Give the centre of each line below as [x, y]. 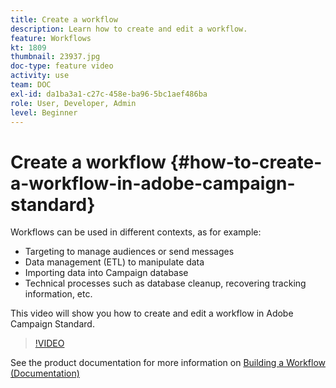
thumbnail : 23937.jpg [55, 57]
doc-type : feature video [62, 66]
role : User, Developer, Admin [73, 103]
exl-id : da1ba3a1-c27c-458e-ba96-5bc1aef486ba [109, 94]
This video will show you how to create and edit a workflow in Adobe [152, 313]
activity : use [40, 76]
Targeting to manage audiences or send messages [129, 252]
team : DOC [31, 85]
